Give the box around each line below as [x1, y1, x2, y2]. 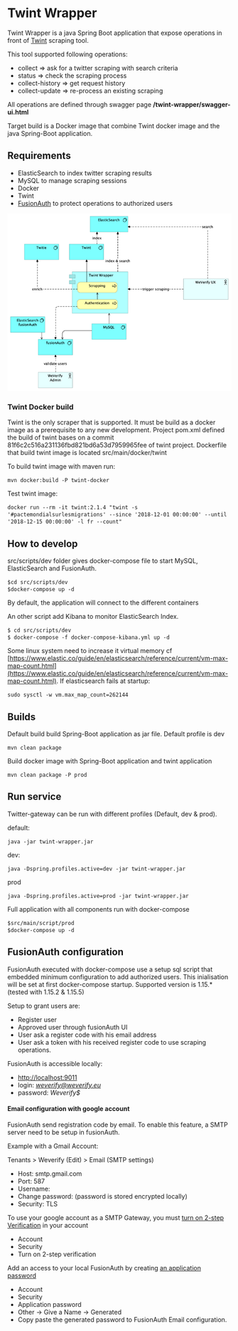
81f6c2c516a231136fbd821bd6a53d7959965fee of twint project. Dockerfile [7, 441, 227, 449]
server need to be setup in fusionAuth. [7, 1127, 120, 1137]
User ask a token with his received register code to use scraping [17, 1038, 207, 1046]
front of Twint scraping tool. [7, 36, 89, 44]
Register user [17, 1015, 58, 1023]
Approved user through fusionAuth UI [17, 1023, 128, 1031]
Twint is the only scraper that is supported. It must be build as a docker [7, 418, 216, 427]
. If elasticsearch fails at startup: [56, 677, 151, 685]
